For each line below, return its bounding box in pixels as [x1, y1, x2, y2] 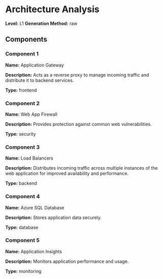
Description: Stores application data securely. [5, 214, 102, 221]
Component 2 [5, 100, 40, 107]
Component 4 [5, 193, 40, 200]
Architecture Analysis [5, 4, 100, 15]
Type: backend [5, 180, 37, 187]
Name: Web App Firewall [5, 111, 57, 117]
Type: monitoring [5, 268, 42, 274]
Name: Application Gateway [5, 62, 64, 68]
